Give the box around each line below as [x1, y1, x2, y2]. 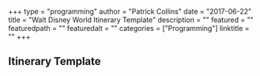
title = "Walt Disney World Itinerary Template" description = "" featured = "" [8, 15, 254, 25]
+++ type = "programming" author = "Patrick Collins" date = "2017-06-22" [8, 7, 252, 16]
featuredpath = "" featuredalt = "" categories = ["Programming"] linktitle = [8, 24, 250, 32]
